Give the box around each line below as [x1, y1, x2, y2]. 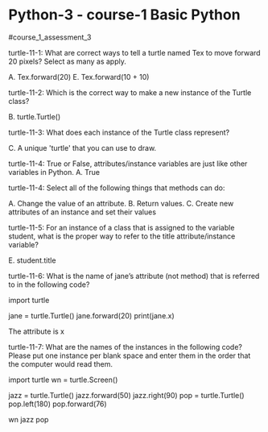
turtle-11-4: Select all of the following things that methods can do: [8, 183, 225, 193]
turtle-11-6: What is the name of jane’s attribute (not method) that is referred [8, 271, 260, 280]
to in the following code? [8, 280, 90, 289]
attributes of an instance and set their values [8, 207, 157, 217]
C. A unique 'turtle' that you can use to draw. [8, 143, 157, 152]
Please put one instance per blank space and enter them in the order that [8, 351, 251, 360]
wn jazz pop [8, 414, 49, 424]
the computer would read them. [8, 359, 113, 368]
